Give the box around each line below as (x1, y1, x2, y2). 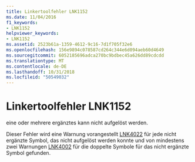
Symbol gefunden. (6, 150, 51, 157)
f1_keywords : (6, 19, 38, 25)
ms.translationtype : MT (6, 58, 65, 64)
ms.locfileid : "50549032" (6, 74, 69, 80)
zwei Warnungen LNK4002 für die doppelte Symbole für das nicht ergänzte (6, 143, 189, 150)
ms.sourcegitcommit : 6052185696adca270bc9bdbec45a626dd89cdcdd (6, 52, 164, 58)
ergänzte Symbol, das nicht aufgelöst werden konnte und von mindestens (6, 137, 184, 144)
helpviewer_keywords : (6, 31, 59, 37)
